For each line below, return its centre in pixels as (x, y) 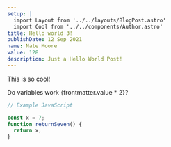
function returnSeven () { (44, 124)
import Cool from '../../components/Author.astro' (88, 26)
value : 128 (23, 53)
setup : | (20, 14)
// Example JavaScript (40, 105)
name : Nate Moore (32, 46)
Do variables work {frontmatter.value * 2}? (68, 92)
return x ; (27, 131)
